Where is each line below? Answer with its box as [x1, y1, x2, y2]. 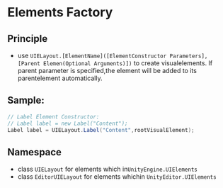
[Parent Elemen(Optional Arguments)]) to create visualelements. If [17, 59, 213, 67]
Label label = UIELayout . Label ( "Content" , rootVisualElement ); [7, 126, 195, 133]
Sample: [7, 94, 45, 106]
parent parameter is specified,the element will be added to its [17, 67, 197, 74]
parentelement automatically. [17, 74, 103, 82]
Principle [7, 33, 48, 45]
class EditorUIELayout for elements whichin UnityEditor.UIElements [17, 172, 217, 181]
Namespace [7, 146, 62, 158]
